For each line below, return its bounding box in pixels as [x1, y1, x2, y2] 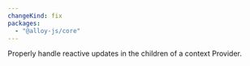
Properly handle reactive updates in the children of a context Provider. [7, 49, 243, 59]
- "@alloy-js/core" [15, 27, 81, 35]
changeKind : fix [7, 11, 62, 20]
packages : [7, 19, 41, 27]
